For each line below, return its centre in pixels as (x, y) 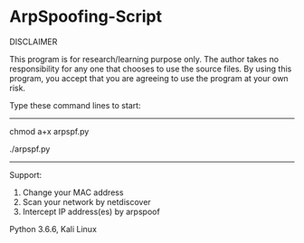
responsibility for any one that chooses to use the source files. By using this (151, 69)
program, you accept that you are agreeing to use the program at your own (149, 78)
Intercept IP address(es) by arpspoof (91, 211)
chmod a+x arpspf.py (49, 131)
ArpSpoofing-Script (86, 17)
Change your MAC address (73, 192)
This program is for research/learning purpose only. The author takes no (144, 59)
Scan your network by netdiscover (86, 201)
